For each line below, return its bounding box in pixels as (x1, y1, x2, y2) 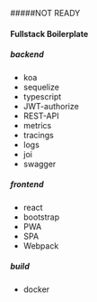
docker (22, 284, 50, 295)
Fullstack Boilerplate (10, 28, 89, 39)
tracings (22, 129, 55, 140)
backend (10, 49, 44, 60)
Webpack (22, 240, 59, 251)
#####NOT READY (10, 8, 81, 18)
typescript (22, 90, 62, 102)
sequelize (22, 81, 59, 92)
